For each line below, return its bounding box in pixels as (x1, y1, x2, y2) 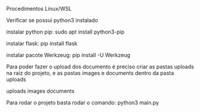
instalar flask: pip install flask (6, 40, 78, 47)
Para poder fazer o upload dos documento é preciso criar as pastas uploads (6, 63, 195, 70)
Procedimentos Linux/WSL (6, 5, 72, 12)
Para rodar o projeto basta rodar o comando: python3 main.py (6, 99, 159, 106)
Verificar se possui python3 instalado (6, 17, 98, 23)
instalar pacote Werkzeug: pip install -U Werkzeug (6, 52, 131, 59)
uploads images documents (6, 87, 75, 95)
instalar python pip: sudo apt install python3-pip (6, 28, 125, 35)
